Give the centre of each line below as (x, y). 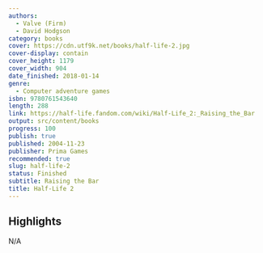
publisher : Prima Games (49, 151)
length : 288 (28, 106)
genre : (19, 83)
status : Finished (38, 174)
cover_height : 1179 (41, 61)
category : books (36, 38)
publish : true (32, 136)
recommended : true (39, 158)
